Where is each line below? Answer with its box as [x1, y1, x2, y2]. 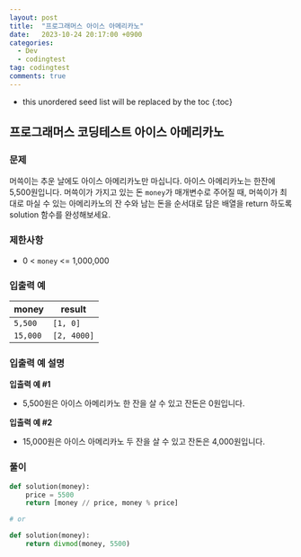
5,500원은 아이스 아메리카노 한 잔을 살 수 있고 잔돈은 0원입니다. [22, 398, 245, 409]
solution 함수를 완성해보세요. [9, 209, 111, 220]
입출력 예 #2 [9, 417, 53, 428]
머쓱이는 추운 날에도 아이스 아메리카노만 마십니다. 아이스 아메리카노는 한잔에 [9, 176, 276, 187]
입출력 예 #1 [9, 379, 51, 390]
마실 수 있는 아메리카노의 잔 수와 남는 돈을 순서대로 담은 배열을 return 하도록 [25, 199, 293, 209]
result [60, 303, 87, 315]
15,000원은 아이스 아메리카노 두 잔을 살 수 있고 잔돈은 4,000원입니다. [22, 437, 265, 447]
